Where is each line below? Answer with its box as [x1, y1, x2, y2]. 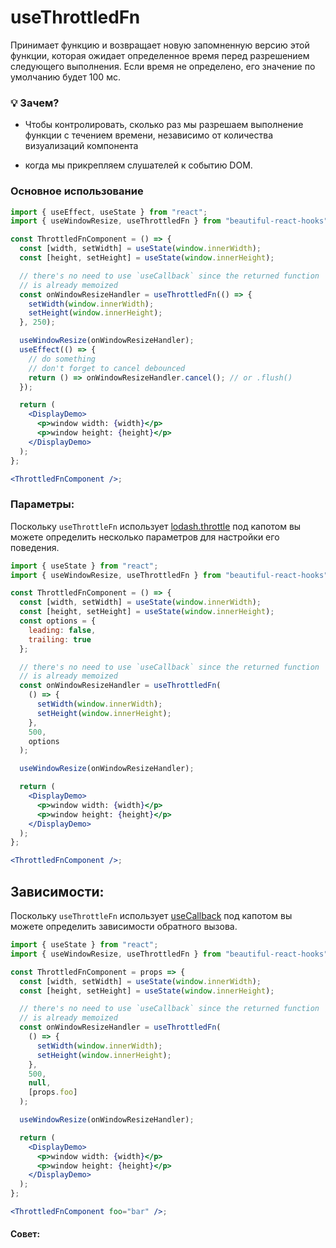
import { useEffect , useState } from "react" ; [10, 207, 208, 217]
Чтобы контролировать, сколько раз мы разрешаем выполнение [24, 119, 304, 131]
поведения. [10, 541, 60, 553]
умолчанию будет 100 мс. [10, 71, 121, 83]
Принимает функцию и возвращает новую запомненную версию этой [10, 39, 310, 51]
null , [28, 1078, 52, 1088]
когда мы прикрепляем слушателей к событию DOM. [24, 159, 253, 171]
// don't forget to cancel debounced [28, 363, 186, 373]
